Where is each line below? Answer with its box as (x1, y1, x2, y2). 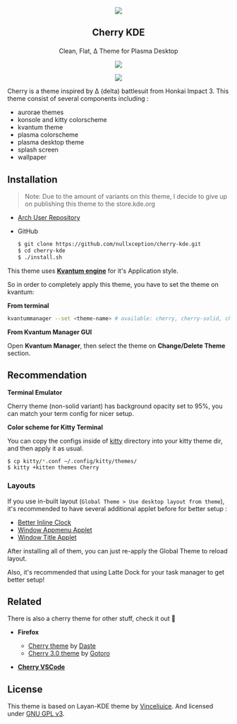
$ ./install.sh (17, 254, 63, 261)
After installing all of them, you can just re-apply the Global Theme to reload (7, 546, 228, 555)
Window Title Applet (17, 533, 77, 541)
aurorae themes (17, 108, 64, 116)
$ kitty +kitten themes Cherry (7, 464, 99, 472)
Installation (7, 173, 58, 185)
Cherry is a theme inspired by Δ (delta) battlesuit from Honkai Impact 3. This (7, 87, 229, 95)
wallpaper (17, 153, 47, 161)
